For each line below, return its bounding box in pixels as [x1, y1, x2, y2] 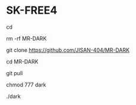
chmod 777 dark [6, 81, 46, 88]
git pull [6, 69, 23, 76]
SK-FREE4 [6, 4, 58, 17]
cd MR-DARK [6, 58, 39, 65]
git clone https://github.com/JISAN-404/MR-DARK [6, 46, 129, 54]
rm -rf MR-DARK [6, 35, 47, 42]
